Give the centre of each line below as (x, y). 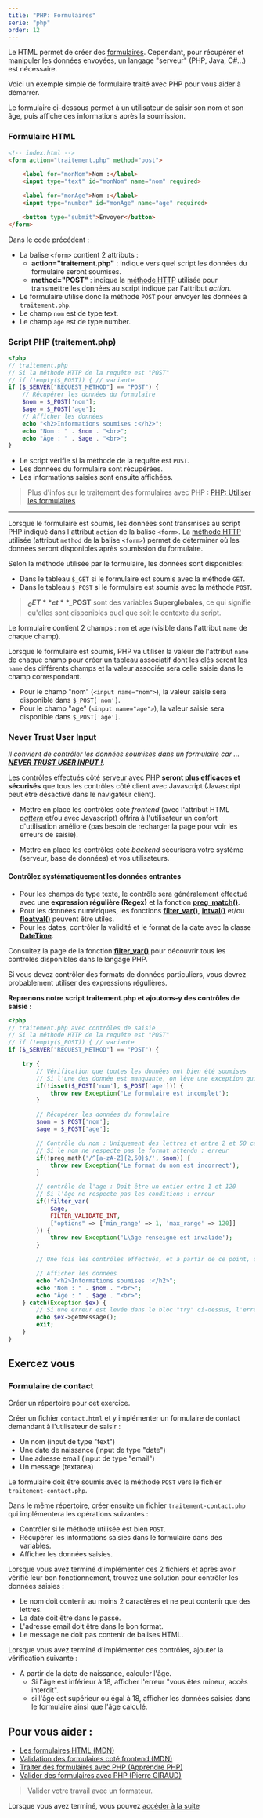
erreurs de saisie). (49, 835)
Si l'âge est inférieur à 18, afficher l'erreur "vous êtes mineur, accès (139, 1682)
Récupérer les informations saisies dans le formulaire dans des (121, 1538)
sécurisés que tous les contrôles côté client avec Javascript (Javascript (124, 786)
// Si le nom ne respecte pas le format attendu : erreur (133, 1150)
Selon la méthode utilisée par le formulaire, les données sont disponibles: (126, 564)
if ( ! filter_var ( (63, 1202)
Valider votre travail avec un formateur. (90, 1791)
